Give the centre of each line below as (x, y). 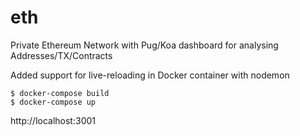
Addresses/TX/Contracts (61, 55)
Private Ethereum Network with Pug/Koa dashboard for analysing (144, 45)
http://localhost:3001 (53, 120)
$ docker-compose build (60, 93)
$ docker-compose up (53, 102)
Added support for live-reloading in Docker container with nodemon (150, 75)
